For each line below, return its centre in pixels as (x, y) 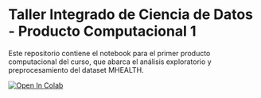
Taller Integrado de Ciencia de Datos (130, 15)
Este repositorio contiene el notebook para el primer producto (109, 53)
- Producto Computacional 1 (102, 31)
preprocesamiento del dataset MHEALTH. (76, 70)
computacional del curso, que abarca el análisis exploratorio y (110, 62)
